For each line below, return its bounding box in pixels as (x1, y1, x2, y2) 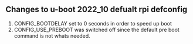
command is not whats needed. (13, 32, 90, 39)
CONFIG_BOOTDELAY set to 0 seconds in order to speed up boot (13, 20, 172, 27)
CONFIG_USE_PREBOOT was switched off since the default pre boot (13, 26, 180, 33)
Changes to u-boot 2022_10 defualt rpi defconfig (5, 5, 188, 14)
